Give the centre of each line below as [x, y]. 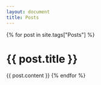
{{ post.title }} [42, 59]
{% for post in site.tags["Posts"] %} [50, 34]
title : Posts [23, 17]
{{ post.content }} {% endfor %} [46, 75]
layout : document [28, 12]
